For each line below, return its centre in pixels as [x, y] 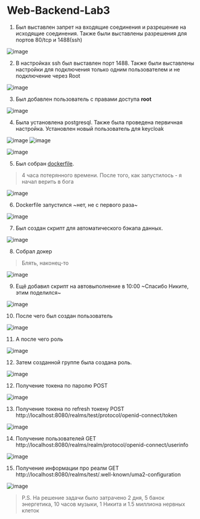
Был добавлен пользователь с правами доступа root [83, 99]
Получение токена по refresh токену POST [70, 409]
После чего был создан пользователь [64, 316]
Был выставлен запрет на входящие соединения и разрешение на [101, 27]
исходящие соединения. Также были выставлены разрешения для [101, 33]
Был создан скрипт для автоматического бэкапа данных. [89, 228]
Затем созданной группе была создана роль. [74, 362]
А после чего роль [39, 339]
